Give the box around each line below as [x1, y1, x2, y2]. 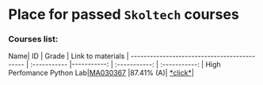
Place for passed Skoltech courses [8, 6, 239, 24]
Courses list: [8, 34, 59, 45]
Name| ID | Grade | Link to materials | [8, 51, 129, 61]
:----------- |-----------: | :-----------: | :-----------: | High [30, 60, 222, 69]
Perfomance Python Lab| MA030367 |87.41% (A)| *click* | [8, 68, 194, 78]
